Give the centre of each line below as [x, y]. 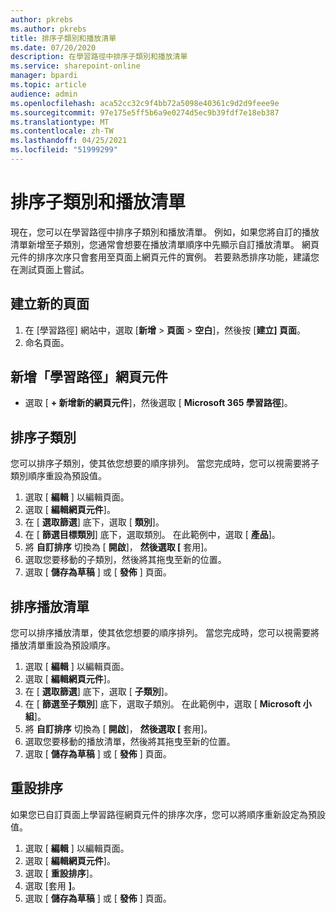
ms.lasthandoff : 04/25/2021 [69, 141]
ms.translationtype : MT [60, 122]
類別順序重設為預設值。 [58, 476]
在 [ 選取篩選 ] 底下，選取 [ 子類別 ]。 [98, 692]
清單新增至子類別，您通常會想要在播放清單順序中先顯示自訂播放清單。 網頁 [165, 244]
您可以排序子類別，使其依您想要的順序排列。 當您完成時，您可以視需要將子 [165, 463]
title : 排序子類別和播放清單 [63, 38]
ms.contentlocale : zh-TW [62, 131]
